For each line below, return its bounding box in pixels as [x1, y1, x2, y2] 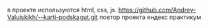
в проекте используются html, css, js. [7, 6, 117, 14]
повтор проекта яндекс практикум [99, 13, 202, 21]
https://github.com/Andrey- [118, 6, 196, 14]
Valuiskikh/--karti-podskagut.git [7, 13, 98, 21]
